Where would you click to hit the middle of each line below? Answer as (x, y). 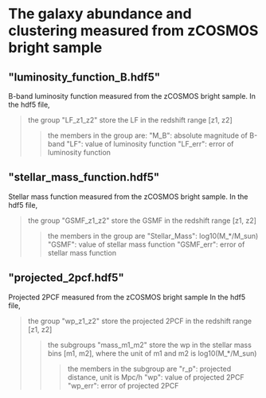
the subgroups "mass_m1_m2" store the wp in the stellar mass (150, 345)
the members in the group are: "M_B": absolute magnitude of (148, 135)
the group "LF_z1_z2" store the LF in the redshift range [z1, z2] (130, 120)
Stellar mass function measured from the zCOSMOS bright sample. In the (128, 197)
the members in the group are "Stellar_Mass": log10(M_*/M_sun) (153, 236)
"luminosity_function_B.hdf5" (84, 77)
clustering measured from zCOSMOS (133, 31)
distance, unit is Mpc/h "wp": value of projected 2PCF (156, 377)
